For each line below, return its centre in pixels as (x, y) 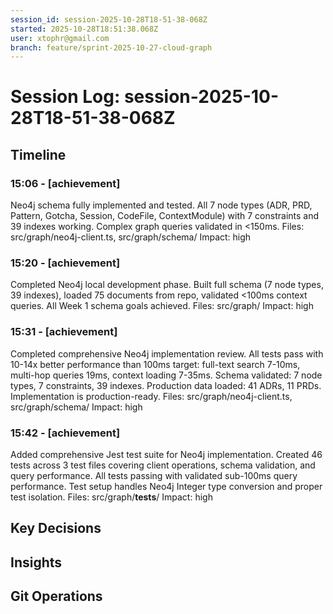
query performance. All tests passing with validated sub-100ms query (154, 476)
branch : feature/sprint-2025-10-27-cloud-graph (111, 47)
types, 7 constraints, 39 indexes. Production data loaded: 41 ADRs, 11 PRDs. (166, 385)
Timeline (38, 154)
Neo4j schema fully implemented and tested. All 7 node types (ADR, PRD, (161, 205)
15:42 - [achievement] (65, 433)
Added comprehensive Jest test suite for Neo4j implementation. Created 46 (166, 455)
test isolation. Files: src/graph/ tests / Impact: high (111, 497)
